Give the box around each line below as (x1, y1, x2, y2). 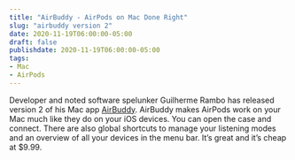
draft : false (9, 37, 58, 47)
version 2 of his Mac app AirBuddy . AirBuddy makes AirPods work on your (9, 103, 281, 115)
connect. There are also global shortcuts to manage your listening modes (9, 123, 276, 133)
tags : (9, 54, 29, 63)
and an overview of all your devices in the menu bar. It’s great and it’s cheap (9, 132, 287, 142)
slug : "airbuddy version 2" (9, 21, 113, 30)
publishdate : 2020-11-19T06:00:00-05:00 (9, 46, 161, 55)
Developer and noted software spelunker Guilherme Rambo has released (9, 95, 275, 105)
